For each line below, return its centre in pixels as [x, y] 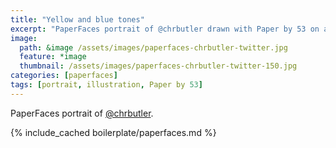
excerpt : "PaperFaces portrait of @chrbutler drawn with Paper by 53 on [165, 29]
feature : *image [53, 57]
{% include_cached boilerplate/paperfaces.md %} [113, 132]
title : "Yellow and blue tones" [77, 19]
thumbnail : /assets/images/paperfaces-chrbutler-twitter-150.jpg [158, 66]
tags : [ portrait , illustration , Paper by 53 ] [106, 85]
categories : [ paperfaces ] [64, 76]
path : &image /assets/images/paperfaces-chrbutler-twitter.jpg [153, 47]
